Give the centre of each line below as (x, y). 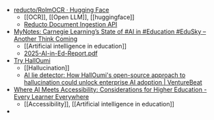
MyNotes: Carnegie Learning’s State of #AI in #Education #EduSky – (110, 31)
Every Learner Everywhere (51, 97)
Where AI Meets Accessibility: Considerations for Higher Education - (110, 89)
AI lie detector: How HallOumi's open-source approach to (105, 75)
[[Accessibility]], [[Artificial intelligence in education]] (99, 104)
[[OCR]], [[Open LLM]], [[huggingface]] (79, 17)
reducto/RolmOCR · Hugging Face (61, 10)
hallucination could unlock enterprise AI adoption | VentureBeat (113, 82)
